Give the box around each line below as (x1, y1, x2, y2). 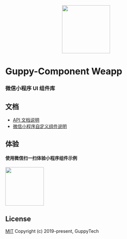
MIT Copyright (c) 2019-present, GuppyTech (5, 228, 99, 234)
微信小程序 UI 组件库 (5, 85, 55, 92)
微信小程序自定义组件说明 (12, 123, 67, 129)
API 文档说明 (12, 116, 40, 123)
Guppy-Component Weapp (5, 66, 122, 77)
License (5, 214, 31, 223)
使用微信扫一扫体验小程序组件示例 (5, 155, 77, 161)
